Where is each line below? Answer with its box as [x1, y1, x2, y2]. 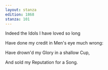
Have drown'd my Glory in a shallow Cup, [5, 49, 90, 55]
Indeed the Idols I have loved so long [5, 30, 81, 36]
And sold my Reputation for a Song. [5, 59, 78, 65]
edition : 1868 [5, 12, 35, 17]
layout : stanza [5, 7, 37, 12]
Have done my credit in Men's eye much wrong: [5, 40, 104, 46]
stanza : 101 [5, 16, 30, 21]
